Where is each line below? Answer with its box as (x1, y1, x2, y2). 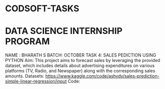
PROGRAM (5, 36, 50, 47)
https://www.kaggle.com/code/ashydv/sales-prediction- (45, 73, 160, 79)
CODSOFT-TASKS (5, 3, 80, 14)
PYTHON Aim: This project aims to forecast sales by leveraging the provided (5, 58, 161, 63)
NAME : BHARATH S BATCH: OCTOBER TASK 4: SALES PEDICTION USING (5, 52, 157, 58)
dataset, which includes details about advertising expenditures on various (5, 62, 155, 69)
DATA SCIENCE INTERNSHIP (5, 26, 123, 37)
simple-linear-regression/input (5, 78, 67, 84)
